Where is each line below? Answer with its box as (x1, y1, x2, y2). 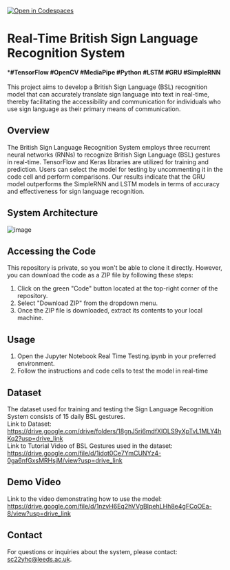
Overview (7, 125, 50, 137)
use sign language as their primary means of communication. (7, 104, 181, 113)
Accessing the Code (7, 245, 96, 257)
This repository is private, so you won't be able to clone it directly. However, (7, 264, 222, 272)
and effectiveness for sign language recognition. (7, 187, 145, 195)
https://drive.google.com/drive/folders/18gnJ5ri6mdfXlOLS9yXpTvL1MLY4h (7, 427, 222, 435)
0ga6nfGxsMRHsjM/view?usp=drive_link (7, 456, 123, 464)
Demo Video (7, 476, 61, 488)
